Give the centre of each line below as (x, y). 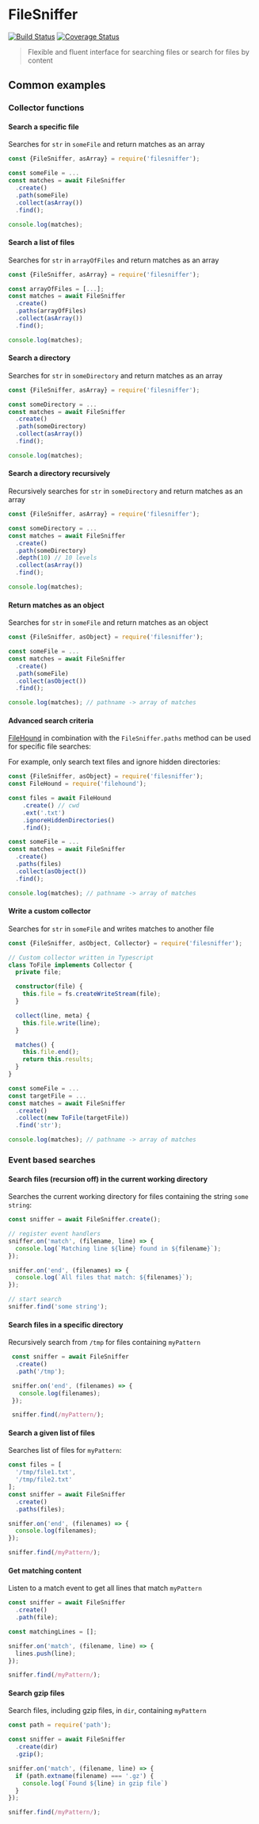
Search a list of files (42, 243)
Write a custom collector (50, 911)
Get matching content (45, 1570)
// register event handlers (55, 1234)
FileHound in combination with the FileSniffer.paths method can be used (129, 738)
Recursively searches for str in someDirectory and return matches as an (126, 491)
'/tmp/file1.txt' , (46, 1473)
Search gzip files (36, 1693)
